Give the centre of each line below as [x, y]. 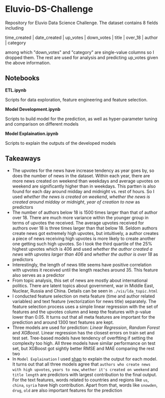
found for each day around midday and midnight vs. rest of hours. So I [83, 191]
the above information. [28, 63]
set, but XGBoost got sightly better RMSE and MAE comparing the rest [83, 348]
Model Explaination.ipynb [32, 133]
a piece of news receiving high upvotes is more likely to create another [84, 238]
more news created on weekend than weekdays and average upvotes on [86, 181]
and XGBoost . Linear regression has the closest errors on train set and [83, 332]
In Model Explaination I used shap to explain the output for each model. [85, 359]
